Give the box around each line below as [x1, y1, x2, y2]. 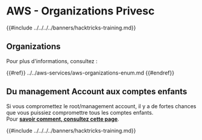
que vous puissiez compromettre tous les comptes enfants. [6, 109, 154, 116]
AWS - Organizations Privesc [6, 4, 155, 18]
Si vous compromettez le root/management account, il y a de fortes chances [6, 102, 197, 109]
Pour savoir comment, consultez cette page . [6, 115, 119, 123]
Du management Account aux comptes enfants [6, 87, 188, 97]
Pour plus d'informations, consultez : [6, 57, 98, 64]
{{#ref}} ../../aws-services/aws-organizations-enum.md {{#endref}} [6, 69, 175, 76]
